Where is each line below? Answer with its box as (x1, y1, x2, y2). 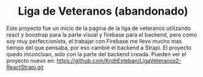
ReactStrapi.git (6, 63, 44, 71)
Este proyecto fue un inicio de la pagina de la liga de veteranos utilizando (6, 24, 191, 32)
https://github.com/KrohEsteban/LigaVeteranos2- (56, 57, 182, 64)
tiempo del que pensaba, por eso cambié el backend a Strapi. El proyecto (6, 44, 192, 51)
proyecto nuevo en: (6, 57, 56, 64)
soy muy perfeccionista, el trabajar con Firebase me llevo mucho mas (6, 37, 182, 45)
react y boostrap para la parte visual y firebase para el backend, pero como (6, 31, 197, 38)
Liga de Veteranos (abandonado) (18, 4, 188, 18)
